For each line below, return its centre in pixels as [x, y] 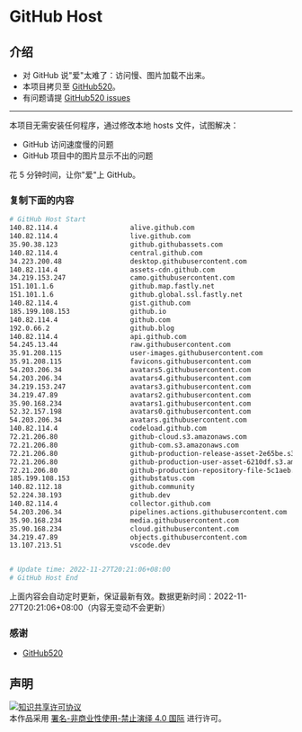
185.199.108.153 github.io [88, 311]
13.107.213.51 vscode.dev [90, 546]
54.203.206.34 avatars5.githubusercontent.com [130, 370]
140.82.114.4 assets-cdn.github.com [112, 270]
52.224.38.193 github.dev [90, 495]
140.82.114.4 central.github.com [106, 253]
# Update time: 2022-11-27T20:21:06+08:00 [90, 570]
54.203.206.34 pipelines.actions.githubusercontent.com [148, 512]
